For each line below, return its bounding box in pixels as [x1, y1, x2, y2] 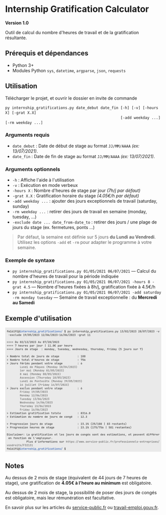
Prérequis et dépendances [5, 49, 89, 57]
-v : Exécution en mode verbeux [12, 182, 78, 188]
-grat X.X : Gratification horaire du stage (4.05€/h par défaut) [12, 193, 140, 199]
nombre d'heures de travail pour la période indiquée [12, 274, 119, 280]
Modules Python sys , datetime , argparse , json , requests [12, 67, 126, 73]
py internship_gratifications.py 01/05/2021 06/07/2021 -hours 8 [12, 280, 150, 285]
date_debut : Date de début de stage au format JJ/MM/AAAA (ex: [12, 143, 140, 149]
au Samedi [12, 300, 35, 306]
